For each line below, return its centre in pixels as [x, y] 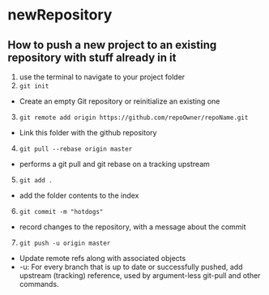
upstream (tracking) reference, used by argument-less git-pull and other [140, 276]
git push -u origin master [65, 243]
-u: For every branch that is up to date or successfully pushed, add [131, 267]
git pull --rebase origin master [76, 149]
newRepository [60, 15]
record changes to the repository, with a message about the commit [132, 227]
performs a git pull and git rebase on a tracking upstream [114, 164]
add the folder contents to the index [79, 195]
